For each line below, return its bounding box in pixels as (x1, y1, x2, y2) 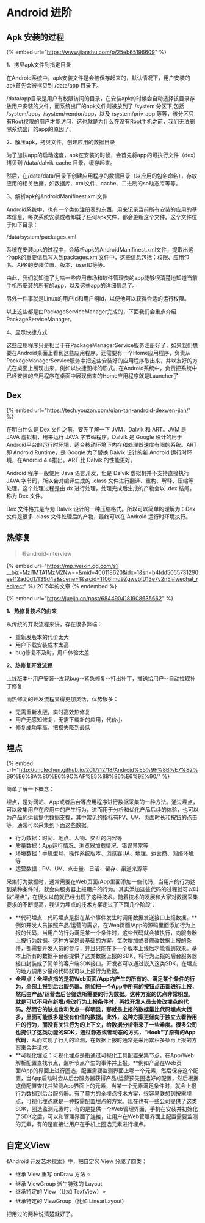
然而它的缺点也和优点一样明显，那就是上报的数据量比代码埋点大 (26, 1006, 187, 1013)
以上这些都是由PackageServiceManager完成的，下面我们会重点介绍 (6, 308, 177, 315)
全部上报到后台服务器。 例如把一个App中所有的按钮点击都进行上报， (26, 983, 197, 990)
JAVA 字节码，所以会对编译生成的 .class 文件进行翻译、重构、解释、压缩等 (6, 477, 194, 484)
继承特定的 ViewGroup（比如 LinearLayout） (15, 1197, 128, 1205)
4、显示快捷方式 (6, 329, 48, 335)
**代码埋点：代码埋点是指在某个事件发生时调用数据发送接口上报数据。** (15, 914, 197, 921)
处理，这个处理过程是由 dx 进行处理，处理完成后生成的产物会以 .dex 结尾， (6, 484, 195, 492)
